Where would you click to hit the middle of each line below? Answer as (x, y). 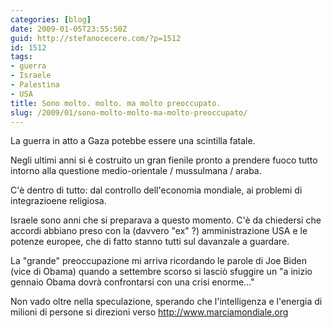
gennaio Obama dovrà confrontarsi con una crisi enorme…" (132, 282)
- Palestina (35, 85)
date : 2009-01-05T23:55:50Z (69, 29)
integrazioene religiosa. (58, 201)
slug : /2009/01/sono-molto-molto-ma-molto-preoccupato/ (129, 112)
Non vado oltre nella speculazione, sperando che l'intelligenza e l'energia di (166, 302)
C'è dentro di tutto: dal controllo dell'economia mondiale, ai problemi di (156, 190)
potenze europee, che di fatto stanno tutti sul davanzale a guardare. (150, 242)
